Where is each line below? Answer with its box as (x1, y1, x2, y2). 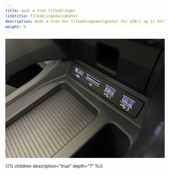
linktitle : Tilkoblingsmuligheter (5, 13, 78, 19)
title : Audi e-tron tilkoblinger (5, 8, 76, 13)
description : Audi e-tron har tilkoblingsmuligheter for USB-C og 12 (5, 19, 155, 24)
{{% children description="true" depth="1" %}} (5, 163, 103, 169)
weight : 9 (5, 24, 26, 29)
